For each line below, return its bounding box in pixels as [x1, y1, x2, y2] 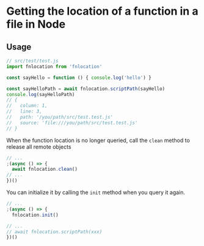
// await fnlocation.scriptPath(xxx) [6, 228, 103, 235]
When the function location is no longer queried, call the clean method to [6, 136, 191, 144]
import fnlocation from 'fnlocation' [6, 63, 103, 70]
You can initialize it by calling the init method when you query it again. [6, 188, 185, 196]
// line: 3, [6, 108, 43, 114]
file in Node [6, 17, 66, 31]
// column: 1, [6, 103, 48, 109]
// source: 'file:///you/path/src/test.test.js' [6, 119, 138, 126]
